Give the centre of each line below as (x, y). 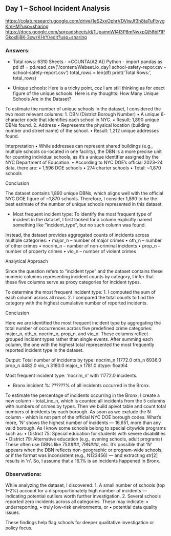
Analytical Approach (27, 261)
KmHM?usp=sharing (27, 26)
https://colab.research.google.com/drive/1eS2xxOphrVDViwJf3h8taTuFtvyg (85, 21)
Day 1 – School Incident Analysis (58, 8)
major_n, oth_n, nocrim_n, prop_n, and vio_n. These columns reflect (77, 334)
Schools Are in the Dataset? (42, 99)
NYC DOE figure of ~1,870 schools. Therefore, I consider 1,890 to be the (81, 199)
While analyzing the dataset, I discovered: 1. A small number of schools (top (85, 485)
